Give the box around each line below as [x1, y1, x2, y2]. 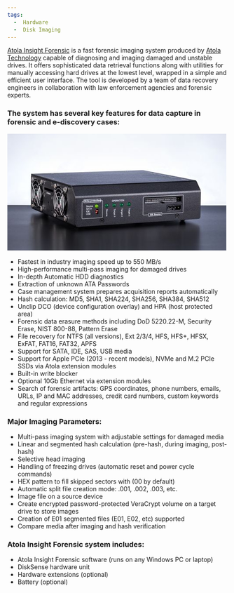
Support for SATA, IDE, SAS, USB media [17, 347, 132, 355]
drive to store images [17, 507, 79, 515]
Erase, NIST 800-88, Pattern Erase [17, 324, 118, 333]
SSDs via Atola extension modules [17, 361, 117, 370]
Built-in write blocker [17, 369, 78, 378]
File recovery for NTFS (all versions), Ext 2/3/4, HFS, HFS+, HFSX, [17, 332, 209, 340]
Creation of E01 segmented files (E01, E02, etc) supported [17, 514, 185, 523]
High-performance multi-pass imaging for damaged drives [17, 265, 187, 273]
